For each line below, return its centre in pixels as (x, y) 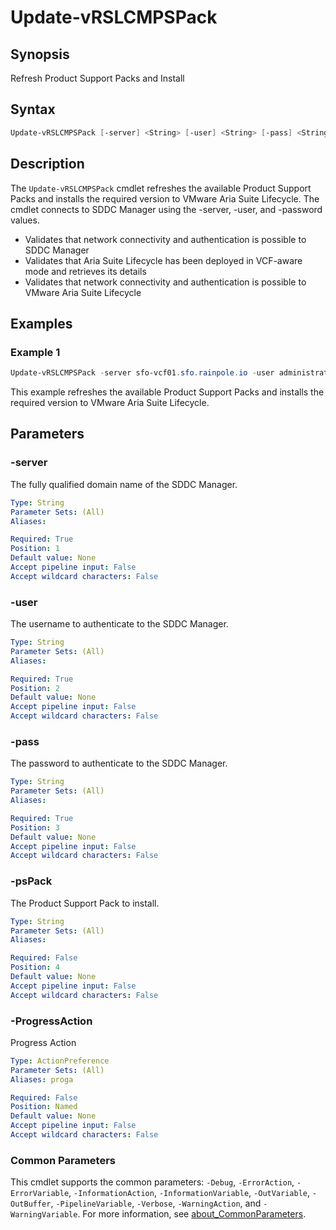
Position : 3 (35, 827)
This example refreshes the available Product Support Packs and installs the (167, 392)
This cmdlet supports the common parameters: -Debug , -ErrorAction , (152, 1182)
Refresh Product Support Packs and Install (97, 78)
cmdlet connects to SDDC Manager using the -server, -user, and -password (166, 209)
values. (25, 220)
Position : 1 (35, 549)
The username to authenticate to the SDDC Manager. (119, 624)
